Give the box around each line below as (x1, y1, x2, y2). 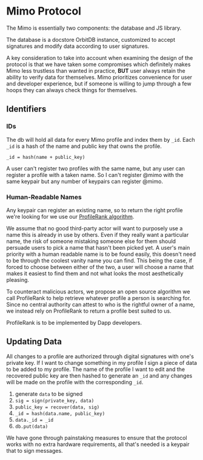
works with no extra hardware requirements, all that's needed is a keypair (6, 441, 190, 448)
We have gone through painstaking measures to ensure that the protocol (6, 434, 187, 441)
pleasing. (6, 276, 29, 283)
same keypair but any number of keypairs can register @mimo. (6, 178, 164, 185)
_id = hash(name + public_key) (6, 154, 85, 160)
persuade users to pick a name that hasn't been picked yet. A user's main (6, 244, 190, 251)
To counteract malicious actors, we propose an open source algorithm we (6, 288, 190, 295)
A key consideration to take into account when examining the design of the (6, 54, 193, 61)
